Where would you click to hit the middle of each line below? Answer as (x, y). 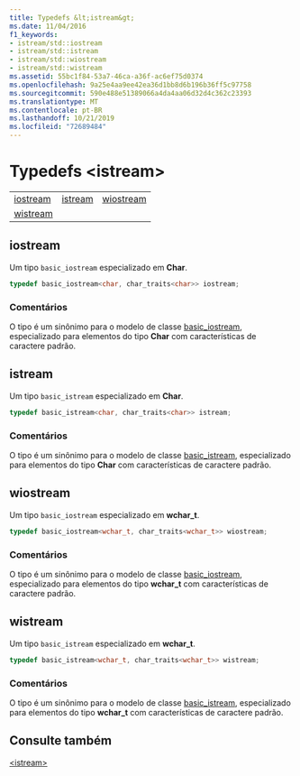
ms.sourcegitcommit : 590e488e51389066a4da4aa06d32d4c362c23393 (131, 93)
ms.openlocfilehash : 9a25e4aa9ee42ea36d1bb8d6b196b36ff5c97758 (131, 85)
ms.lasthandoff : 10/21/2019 (62, 118)
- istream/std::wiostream (58, 60)
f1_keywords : (34, 34)
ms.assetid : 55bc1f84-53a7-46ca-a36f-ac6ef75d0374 (106, 77)
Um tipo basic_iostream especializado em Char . (98, 267)
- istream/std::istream (54, 51)
